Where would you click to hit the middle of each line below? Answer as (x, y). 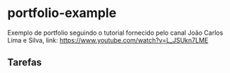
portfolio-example (62, 13)
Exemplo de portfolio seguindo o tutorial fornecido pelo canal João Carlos (115, 33)
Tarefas (25, 63)
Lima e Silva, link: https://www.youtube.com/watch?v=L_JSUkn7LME (108, 40)
